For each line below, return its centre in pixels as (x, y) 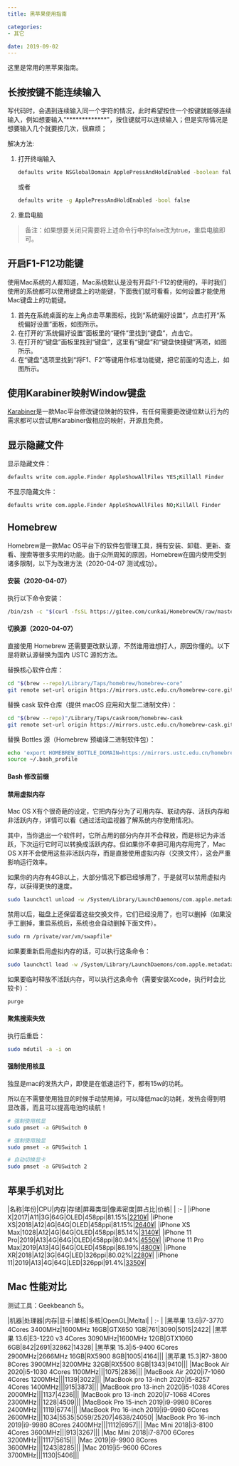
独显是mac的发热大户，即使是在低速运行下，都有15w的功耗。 (97, 1083)
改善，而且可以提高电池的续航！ (60, 1107)
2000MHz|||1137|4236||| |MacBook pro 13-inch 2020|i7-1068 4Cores (109, 1394)
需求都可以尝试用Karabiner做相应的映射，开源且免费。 (87, 421)
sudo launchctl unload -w (46, 900)
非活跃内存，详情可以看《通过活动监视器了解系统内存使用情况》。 (102, 820)
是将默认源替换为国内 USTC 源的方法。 (65, 655)
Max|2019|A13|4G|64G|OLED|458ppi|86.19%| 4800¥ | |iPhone (97, 1247)
